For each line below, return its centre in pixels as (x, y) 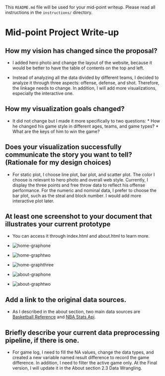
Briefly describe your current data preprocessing (82, 333)
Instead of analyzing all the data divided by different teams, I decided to (85, 77)
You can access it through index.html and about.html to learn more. (81, 236)
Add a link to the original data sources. (66, 300)
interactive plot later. (33, 201)
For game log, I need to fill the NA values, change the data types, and (83, 352)
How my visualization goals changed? (65, 109)
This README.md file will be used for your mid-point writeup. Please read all (80, 7)
